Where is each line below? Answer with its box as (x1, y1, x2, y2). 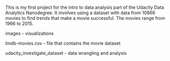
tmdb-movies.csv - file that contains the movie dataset (5, 40, 121, 46)
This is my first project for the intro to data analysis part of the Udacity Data (5, 5, 164, 10)
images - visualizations (5, 30, 54, 36)
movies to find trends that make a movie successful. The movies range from (5, 15, 165, 21)
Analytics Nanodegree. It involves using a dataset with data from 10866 (5, 10, 156, 16)
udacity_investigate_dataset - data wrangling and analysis (5, 50, 127, 56)
